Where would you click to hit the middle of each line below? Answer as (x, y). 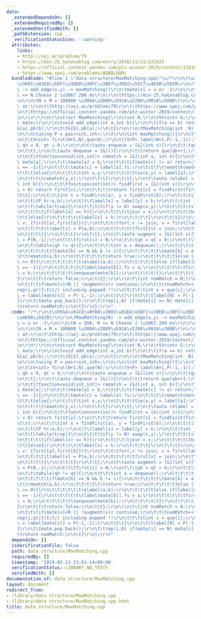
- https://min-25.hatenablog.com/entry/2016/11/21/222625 (91, 62)
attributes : (27, 45)
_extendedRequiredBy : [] (42, 23)
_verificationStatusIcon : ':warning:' (60, 39)
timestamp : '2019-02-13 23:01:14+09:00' (63, 562)
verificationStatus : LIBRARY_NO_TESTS (60, 568)
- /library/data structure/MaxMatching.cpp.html (68, 601)
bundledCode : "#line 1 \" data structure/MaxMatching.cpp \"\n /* (92, 78)
